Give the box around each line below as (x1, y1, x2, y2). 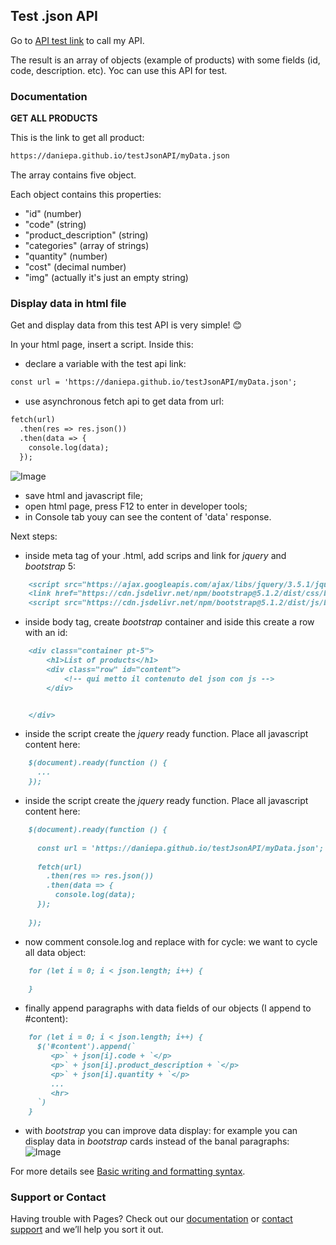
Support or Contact (10, 1190, 107, 1204)
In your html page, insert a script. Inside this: (10, 339, 194, 351)
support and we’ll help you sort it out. (10, 1224, 164, 1236)
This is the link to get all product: (10, 132, 145, 144)
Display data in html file (10, 296, 127, 310)
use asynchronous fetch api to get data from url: (24, 395, 225, 408)
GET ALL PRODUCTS (10, 112, 98, 124)
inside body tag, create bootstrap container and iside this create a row (24, 616, 315, 628)
